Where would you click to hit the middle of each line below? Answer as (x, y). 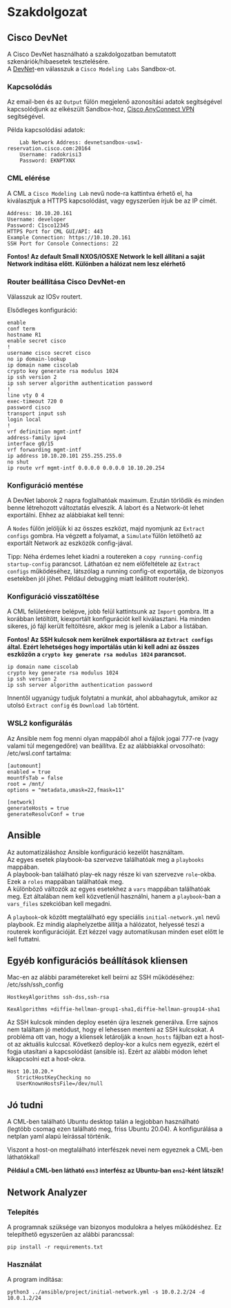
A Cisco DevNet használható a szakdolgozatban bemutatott (92, 54)
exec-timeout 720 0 (35, 401)
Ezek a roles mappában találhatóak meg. (66, 881)
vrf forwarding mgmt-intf (44, 450)
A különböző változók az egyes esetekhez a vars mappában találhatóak (109, 889)
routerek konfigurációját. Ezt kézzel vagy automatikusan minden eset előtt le (115, 932)
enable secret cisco (37, 341)
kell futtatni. (24, 939)
